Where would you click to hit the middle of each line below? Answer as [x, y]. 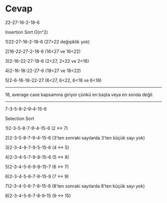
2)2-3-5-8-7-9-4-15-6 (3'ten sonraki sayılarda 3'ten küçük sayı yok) [75, 138]
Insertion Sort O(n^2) [27, 32]
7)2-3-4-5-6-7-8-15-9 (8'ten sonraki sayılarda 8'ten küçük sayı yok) [75, 186]
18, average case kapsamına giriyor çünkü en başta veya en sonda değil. [80, 95]
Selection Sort [20, 118]
